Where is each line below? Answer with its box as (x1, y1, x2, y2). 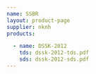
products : (6, 30, 36, 37)
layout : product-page (6, 17, 71, 24)
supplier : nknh (6, 23, 52, 30)
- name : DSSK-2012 (13, 43, 68, 50)
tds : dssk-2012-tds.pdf (19, 49, 90, 56)
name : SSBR (6, 10, 39, 18)
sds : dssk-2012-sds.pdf (19, 56, 90, 63)
